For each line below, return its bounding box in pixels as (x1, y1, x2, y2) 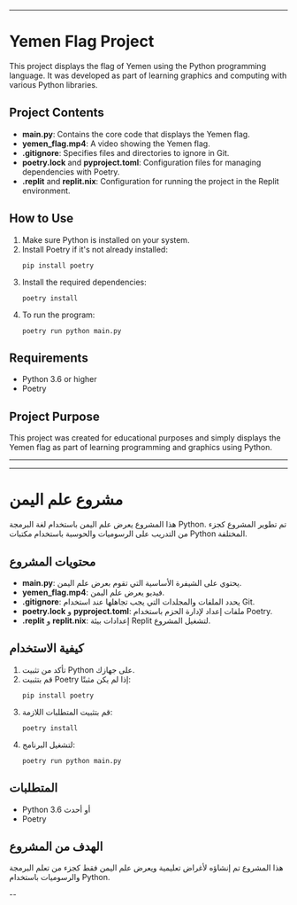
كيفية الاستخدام (9, 641, 84, 656)
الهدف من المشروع (9, 839, 103, 854)
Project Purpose (9, 409, 100, 424)
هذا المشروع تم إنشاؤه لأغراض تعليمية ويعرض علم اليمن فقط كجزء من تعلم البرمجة (9, 862, 284, 873)
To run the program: (21, 309, 95, 320)
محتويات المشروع (9, 554, 96, 569)
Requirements (9, 350, 88, 365)
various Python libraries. (9, 79, 98, 90)
